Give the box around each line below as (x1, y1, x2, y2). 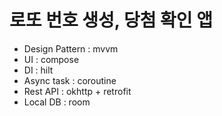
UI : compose (23, 53, 80, 65)
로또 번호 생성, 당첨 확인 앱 (9, 9, 214, 32)
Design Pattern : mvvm (23, 42, 119, 55)
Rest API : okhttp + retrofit (23, 85, 132, 97)
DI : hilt (23, 64, 54, 76)
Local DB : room (23, 96, 91, 108)
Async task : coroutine (23, 74, 117, 86)
